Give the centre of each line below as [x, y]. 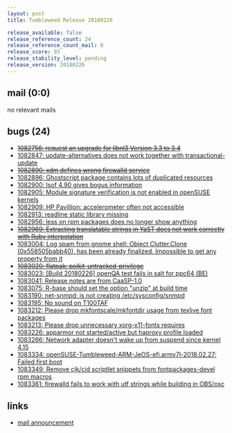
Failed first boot [39, 362]
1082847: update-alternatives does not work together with [100, 155]
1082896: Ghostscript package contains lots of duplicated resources [115, 178]
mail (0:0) [29, 93]
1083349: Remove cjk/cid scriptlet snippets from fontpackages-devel [116, 369]
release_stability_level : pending [57, 59]
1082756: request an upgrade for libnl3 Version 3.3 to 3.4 [99, 148]
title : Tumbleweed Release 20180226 [60, 20]
